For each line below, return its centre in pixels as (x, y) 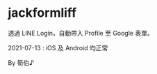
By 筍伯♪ (21, 62)
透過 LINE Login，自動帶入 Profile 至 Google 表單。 (81, 33)
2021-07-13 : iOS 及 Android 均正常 (58, 47)
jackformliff (42, 13)
